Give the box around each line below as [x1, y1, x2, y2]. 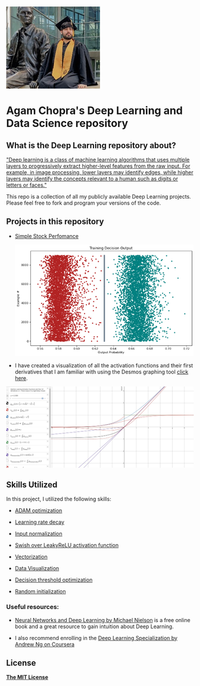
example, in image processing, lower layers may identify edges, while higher [6, 169, 193, 176]
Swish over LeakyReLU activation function [14, 542, 119, 549]
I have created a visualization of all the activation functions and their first [14, 362, 193, 369]
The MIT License [6, 673, 49, 681]
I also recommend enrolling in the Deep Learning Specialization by [14, 634, 177, 641]
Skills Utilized [6, 480, 58, 490]
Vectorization [14, 553, 48, 561]
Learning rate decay [14, 518, 64, 526]
